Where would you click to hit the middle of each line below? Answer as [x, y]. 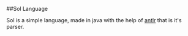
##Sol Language [27, 9]
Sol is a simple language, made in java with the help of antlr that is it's [94, 20]
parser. [15, 27]
